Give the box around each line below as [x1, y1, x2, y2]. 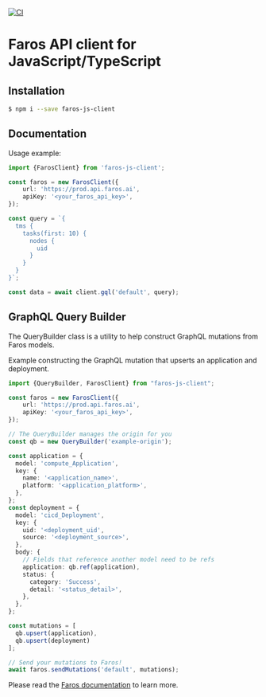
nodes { [29, 237, 56, 245]
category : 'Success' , [29, 578, 102, 585]
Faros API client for [8, 36, 137, 53]
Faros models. [8, 339, 55, 350]
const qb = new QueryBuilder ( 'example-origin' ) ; [8, 437, 172, 445]
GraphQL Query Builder [8, 311, 126, 324]
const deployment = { [8, 503, 80, 511]
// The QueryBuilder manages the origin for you [8, 430, 172, 438]
